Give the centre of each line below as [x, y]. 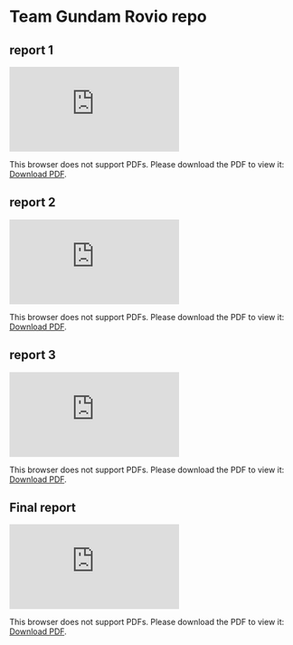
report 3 [33, 355]
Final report [43, 508]
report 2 [33, 202]
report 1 [32, 50]
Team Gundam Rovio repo [108, 17]
